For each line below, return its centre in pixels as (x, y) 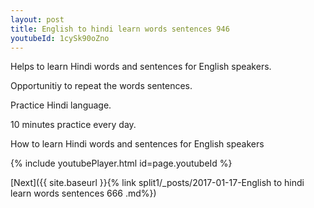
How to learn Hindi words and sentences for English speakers (137, 144)
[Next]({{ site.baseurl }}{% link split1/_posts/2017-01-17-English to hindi (157, 183)
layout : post (37, 19)
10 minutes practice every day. (73, 125)
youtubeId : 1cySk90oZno (60, 38)
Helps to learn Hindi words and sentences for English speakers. (141, 67)
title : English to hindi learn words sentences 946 (120, 29)
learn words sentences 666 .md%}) (83, 193)
